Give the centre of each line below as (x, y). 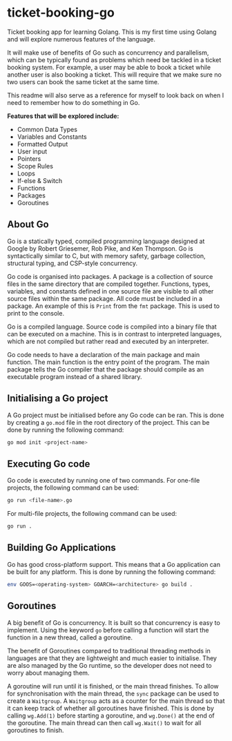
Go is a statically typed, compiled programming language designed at (106, 241)
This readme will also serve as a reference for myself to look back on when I (116, 95)
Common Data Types (47, 129)
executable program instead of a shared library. (75, 376)
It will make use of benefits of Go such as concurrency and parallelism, (108, 52)
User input (32, 151)
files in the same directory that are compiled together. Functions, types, (109, 284)
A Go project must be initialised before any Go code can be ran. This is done (116, 415)
